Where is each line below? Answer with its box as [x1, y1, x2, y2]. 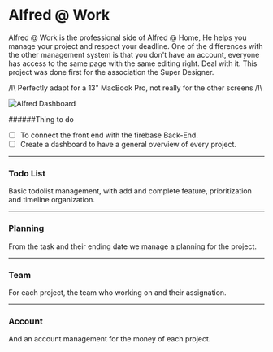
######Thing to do [8, 114, 75, 124]
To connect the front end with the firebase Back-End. [19, 130, 199, 140]
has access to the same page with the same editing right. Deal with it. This [8, 59, 258, 68]
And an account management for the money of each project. [8, 334, 211, 344]
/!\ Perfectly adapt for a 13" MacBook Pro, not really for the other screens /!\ [8, 83, 262, 93]
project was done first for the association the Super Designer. [8, 67, 214, 76]
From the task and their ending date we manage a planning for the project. [8, 241, 258, 251]
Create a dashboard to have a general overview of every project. [19, 140, 237, 149]
